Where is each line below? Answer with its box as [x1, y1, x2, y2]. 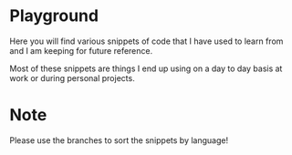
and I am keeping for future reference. [9, 45, 153, 56]
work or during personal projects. [9, 72, 135, 83]
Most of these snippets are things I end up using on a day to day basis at [9, 63, 283, 74]
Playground [9, 5, 99, 26]
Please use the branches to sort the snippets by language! [9, 134, 229, 146]
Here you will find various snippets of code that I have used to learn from [9, 36, 284, 46]
